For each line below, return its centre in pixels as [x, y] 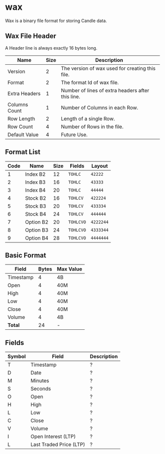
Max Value [69, 269]
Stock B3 [36, 206]
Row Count [20, 127]
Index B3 [35, 182]
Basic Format [26, 255]
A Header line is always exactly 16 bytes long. [51, 48]
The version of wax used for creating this [108, 68]
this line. [70, 96]
